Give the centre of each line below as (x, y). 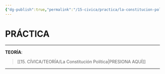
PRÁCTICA (27, 34)
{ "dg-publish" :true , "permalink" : (39, 10)
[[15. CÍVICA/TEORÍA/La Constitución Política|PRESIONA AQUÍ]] (81, 61)
